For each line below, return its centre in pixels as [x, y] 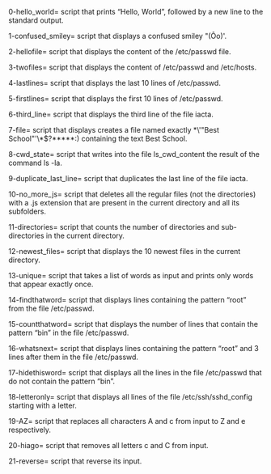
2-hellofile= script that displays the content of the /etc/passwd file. [120, 51]
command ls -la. [36, 163]
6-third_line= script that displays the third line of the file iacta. [111, 114]
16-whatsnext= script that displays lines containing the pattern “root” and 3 [133, 348]
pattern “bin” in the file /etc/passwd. [69, 332]
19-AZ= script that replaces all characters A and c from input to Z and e [127, 421]
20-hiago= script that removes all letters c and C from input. [108, 445]
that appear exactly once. [51, 284]
